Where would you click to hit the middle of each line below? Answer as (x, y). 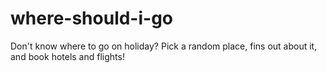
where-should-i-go (92, 18)
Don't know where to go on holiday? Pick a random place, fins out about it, (164, 46)
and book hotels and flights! (67, 56)
